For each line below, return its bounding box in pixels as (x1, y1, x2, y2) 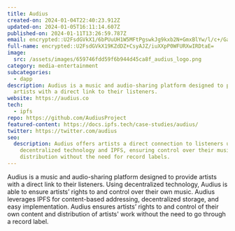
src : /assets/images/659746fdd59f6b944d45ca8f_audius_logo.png (13, 56, 201, 63)
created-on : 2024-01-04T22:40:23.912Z (7, 17, 120, 24)
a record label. (7, 217, 49, 225)
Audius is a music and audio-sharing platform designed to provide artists (7, 172, 217, 181)
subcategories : (7, 69, 52, 76)
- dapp (13, 75, 33, 83)
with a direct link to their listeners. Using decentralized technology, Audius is (7, 180, 228, 188)
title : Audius (7, 10, 49, 17)
